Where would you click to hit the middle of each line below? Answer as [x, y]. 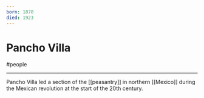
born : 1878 [20, 12]
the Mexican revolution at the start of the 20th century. [75, 88]
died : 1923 [20, 18]
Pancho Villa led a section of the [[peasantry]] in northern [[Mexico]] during [101, 82]
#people [17, 65]
